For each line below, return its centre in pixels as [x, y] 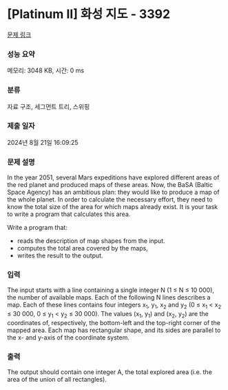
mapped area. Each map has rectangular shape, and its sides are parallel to [114, 330]
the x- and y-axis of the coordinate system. [68, 338]
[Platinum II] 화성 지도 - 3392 [89, 14]
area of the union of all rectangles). [57, 380]
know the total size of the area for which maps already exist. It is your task [113, 207]
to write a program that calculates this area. [69, 214]
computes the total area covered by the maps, [82, 248]
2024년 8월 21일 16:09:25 [43, 142]
